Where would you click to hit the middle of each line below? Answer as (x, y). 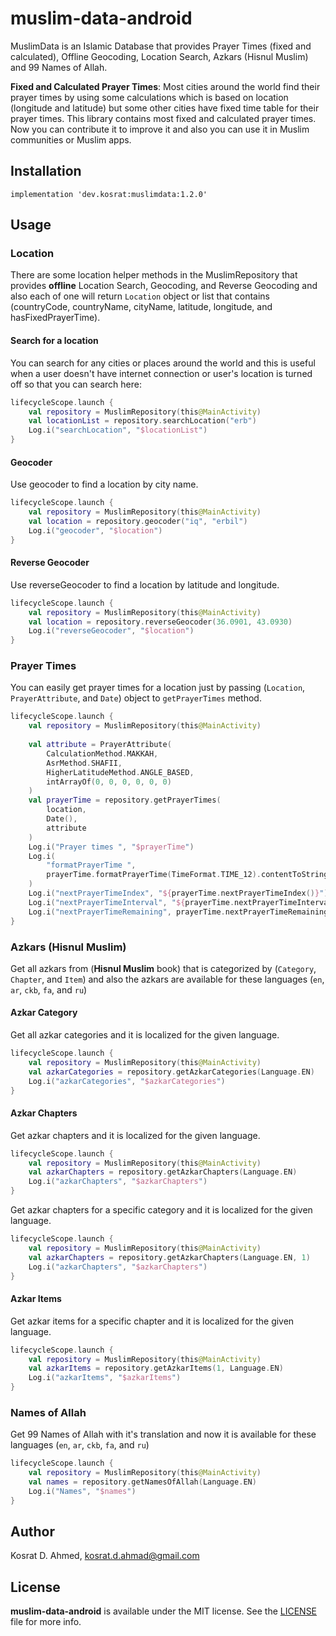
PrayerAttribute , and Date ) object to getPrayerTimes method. (136, 698)
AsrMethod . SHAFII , (84, 763)
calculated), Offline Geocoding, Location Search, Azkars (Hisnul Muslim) (159, 56)
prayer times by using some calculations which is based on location (149, 97)
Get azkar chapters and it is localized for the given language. (135, 1135)
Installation (46, 171)
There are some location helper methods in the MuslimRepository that (154, 275)
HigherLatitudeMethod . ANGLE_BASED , (120, 772)
